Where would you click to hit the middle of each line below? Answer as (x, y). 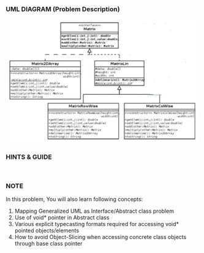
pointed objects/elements (47, 230)
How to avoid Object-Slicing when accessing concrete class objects (100, 237)
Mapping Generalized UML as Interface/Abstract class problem (94, 211)
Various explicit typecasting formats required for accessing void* (96, 224)
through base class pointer (48, 244)
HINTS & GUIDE (29, 156)
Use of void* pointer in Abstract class (62, 218)
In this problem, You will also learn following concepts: (74, 199)
